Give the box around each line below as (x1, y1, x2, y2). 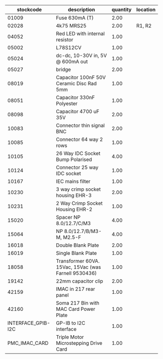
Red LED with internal (56, 30, 105, 37)
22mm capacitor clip (56, 278, 103, 284)
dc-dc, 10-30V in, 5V (56, 52, 107, 59)
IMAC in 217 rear (56, 286, 96, 292)
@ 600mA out (56, 58, 88, 65)
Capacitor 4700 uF (56, 108, 99, 115)
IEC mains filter (56, 178, 91, 184)
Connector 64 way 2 (56, 136, 103, 143)
